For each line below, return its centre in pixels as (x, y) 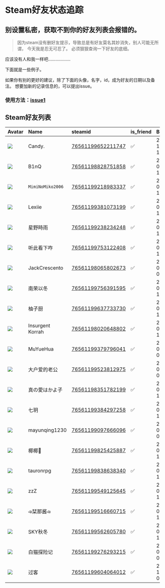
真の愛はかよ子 (45, 390)
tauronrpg (40, 470)
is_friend (141, 132)
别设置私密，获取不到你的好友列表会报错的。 (73, 30)
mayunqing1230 (48, 430)
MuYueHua (41, 349)
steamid (81, 132)
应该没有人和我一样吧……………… (38, 59)
